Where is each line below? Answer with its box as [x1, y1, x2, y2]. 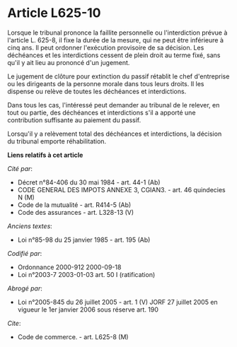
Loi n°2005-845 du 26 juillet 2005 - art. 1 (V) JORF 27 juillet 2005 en [17, 298, 218, 306]
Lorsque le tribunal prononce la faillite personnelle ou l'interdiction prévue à [7, 28, 228, 37]
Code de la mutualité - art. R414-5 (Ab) [17, 200, 132, 209]
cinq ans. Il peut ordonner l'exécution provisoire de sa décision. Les [7, 43, 204, 52]
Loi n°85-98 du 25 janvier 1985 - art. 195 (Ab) [17, 235, 151, 244]
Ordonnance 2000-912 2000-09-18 [17, 263, 122, 271]
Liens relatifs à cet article [7, 151, 83, 159]
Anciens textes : [7, 221, 53, 230]
